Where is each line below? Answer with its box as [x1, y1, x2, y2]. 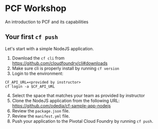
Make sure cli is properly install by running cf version [12, 65, 119, 71]
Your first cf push [5, 33, 58, 41]
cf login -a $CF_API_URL [5, 84, 55, 89]
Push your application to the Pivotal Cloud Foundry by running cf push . [12, 118, 154, 124]
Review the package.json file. [12, 108, 70, 114]
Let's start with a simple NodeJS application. [5, 45, 94, 51]
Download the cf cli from [12, 55, 65, 61]
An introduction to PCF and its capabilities [5, 19, 88, 25]
